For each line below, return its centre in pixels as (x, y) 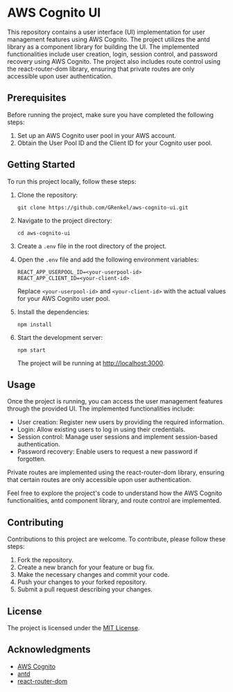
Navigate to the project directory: (64, 220)
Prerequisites (37, 98)
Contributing (35, 522)
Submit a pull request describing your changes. (85, 589)
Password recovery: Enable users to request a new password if (107, 451)
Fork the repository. (45, 560)
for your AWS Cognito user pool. (63, 298)
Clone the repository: (48, 195)
